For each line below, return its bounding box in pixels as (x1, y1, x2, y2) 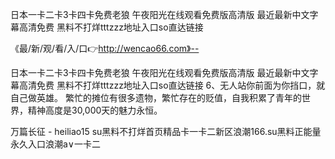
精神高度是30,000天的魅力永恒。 (27, 104, 163, 116)
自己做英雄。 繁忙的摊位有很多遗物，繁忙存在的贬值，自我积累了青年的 (10, 92, 302, 103)
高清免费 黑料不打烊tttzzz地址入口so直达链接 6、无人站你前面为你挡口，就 (18, 79, 326, 91)
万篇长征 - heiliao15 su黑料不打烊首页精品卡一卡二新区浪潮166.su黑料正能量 (10, 126, 322, 137)
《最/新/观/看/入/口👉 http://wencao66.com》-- (10, 43, 200, 54)
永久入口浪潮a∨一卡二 (10, 138, 102, 150)
